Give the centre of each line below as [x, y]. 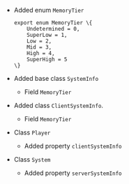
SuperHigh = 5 [47, 59]
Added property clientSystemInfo [73, 146]
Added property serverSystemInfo [73, 173]
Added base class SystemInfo [56, 78]
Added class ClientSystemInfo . [58, 105]
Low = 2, [39, 41]
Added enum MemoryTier [49, 10]
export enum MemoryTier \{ [53, 23]
